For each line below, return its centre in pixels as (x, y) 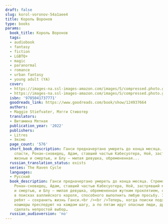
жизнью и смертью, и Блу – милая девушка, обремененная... (77, 158)
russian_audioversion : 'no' (39, 214)
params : (13, 28)
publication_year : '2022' (37, 126)
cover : (16, 84)
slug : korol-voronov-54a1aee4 (37, 14)
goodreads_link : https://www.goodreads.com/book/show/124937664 (78, 103)
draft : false (19, 10)
